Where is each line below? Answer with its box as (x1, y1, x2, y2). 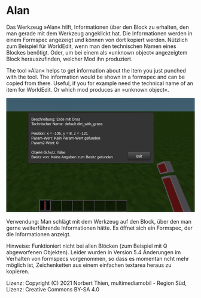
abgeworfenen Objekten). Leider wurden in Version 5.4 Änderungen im (6, 249, 181, 256)
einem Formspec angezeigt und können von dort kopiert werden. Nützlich (6, 36, 188, 43)
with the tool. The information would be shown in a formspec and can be (6, 73, 185, 80)
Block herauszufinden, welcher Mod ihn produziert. (6, 55, 133, 62)
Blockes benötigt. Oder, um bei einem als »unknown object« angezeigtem (6, 49, 188, 56)
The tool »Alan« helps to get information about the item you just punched (6, 67, 187, 74)
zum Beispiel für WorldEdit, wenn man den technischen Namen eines (6, 43, 176, 50)
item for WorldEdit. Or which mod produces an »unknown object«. (6, 86, 169, 93)
